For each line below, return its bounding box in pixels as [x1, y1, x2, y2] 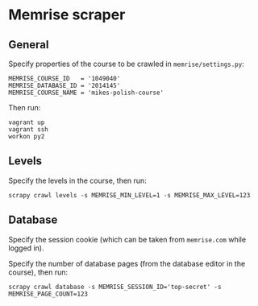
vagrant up [8, 118, 45, 126]
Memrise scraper [8, 6, 126, 24]
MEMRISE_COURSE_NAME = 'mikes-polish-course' [8, 89, 164, 97]
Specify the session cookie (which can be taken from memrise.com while [8, 234, 247, 244]
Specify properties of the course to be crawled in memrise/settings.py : [8, 59, 244, 68]
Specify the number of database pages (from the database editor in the [8, 258, 246, 268]
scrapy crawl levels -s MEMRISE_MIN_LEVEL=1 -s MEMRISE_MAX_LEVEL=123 [8, 191, 251, 199]
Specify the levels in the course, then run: [8, 176, 147, 185]
